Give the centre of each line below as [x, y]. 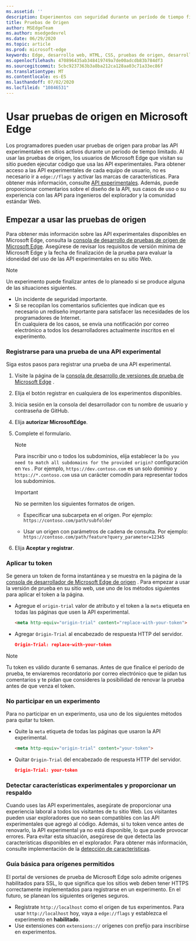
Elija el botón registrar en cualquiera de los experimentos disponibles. [98, 393]
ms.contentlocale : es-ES [36, 77]
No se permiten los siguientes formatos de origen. [75, 504]
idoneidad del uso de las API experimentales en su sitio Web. [79, 259]
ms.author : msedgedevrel [36, 33]
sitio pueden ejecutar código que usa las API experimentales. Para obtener [96, 164]
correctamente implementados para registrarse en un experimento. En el [93, 889]
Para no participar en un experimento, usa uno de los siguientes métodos [94, 714]
